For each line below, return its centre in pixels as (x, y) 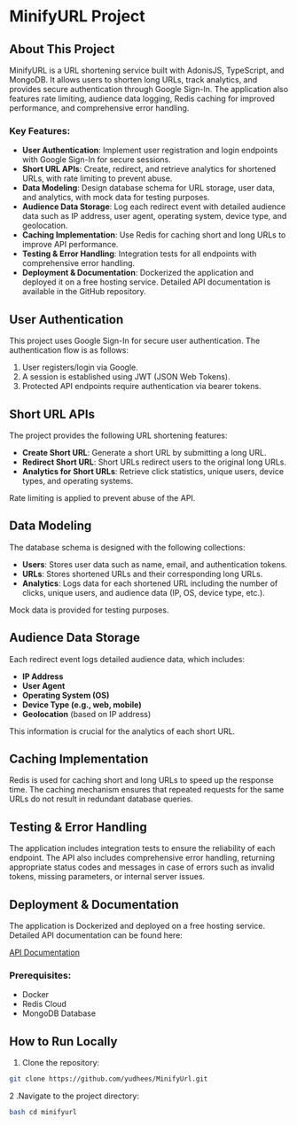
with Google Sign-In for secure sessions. (96, 160)
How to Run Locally (63, 1041)
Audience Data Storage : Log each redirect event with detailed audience (154, 207)
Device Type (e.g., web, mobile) (82, 704)
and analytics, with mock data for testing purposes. (116, 198)
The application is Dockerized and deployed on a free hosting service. (137, 926)
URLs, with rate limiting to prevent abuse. (97, 178)
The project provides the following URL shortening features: (118, 435)
